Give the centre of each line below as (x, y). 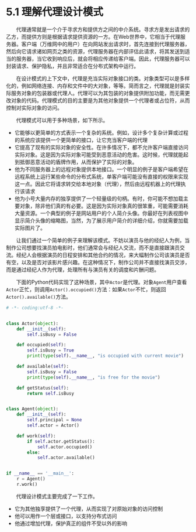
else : (34, 452)
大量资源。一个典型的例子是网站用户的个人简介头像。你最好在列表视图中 (101, 213)
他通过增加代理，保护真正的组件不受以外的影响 (71, 523)
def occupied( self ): (41, 345)
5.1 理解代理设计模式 (55, 12)
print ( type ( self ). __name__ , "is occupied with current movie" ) (105, 356)
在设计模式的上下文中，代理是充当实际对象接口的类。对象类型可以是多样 (103, 78)
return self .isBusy (51, 393)
